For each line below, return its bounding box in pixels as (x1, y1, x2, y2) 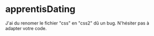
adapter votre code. (5, 25, 47, 31)
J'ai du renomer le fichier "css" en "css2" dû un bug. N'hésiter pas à (5, 20, 149, 26)
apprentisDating (5, 3, 75, 15)
